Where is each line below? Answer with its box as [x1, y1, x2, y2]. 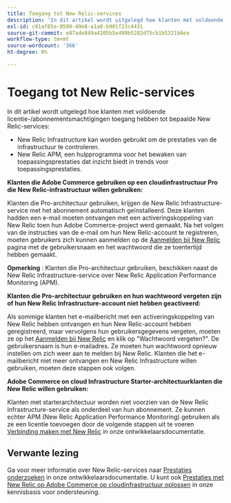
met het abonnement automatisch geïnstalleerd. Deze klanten [30, 206, 205, 214]
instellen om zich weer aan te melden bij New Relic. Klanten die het [7, 349, 198, 357]
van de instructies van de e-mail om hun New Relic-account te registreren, [7, 228, 219, 236]
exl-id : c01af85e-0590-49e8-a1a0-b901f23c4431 [7, 23, 143, 30]
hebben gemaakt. [7, 250, 57, 258]
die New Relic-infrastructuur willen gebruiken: [7, 185, 143, 193]
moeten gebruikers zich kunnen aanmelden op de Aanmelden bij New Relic [7, 236, 221, 244]
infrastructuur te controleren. [17, 142, 100, 151]
